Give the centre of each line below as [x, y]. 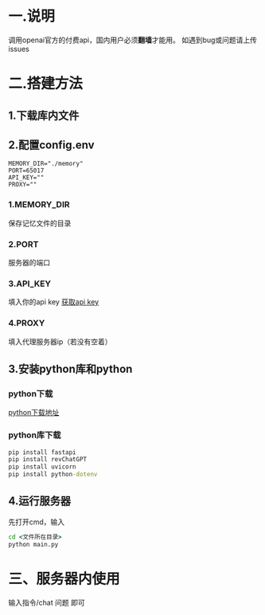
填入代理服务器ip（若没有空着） [60, 341]
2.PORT [23, 244]
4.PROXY [27, 323]
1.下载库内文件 [44, 115]
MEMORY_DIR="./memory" [46, 164]
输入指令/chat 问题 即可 [47, 602]
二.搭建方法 [46, 84]
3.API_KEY [30, 284]
